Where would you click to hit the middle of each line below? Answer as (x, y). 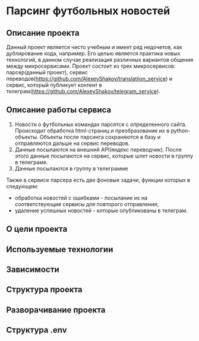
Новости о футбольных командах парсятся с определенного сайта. (101, 124)
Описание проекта (43, 33)
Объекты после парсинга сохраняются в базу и (100, 137)
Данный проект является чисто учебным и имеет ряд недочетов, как (94, 47)
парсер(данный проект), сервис (47, 72)
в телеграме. (31, 162)
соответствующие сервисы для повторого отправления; (87, 204)
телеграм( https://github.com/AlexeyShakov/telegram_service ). (83, 91)
